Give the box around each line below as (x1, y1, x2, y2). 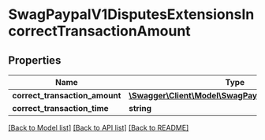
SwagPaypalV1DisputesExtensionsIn (8, 6, 255, 24)
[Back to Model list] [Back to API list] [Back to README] (8, 123, 189, 132)
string (129, 103, 152, 113)
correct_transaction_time (12, 103, 109, 113)
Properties (8, 53, 62, 67)
